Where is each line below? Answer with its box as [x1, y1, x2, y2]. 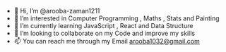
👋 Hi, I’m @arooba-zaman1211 [13, 7, 100, 15]
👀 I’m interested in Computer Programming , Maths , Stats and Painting [13, 14, 220, 22]
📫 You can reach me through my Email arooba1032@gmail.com [13, 37, 200, 45]
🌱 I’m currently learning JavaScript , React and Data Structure [13, 22, 194, 30]
